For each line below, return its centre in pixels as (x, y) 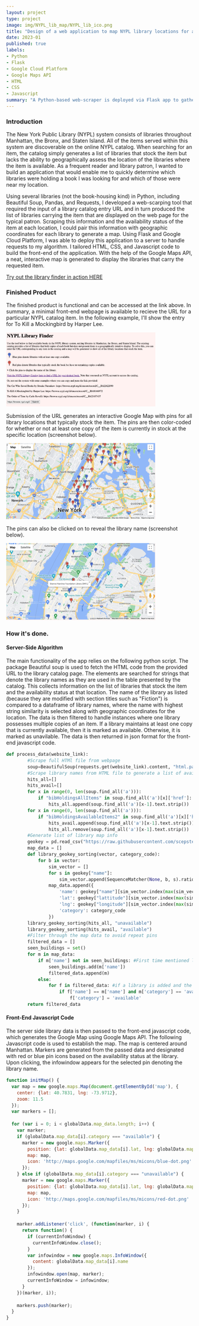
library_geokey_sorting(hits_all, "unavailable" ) (90, 923)
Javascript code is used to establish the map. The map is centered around (97, 1044)
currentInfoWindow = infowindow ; (69, 1280)
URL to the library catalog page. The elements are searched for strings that (98, 673)
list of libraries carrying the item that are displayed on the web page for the (97, 215)
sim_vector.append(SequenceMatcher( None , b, (115, 879)
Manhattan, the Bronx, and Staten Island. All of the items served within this (97, 141)
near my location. (27, 185)
